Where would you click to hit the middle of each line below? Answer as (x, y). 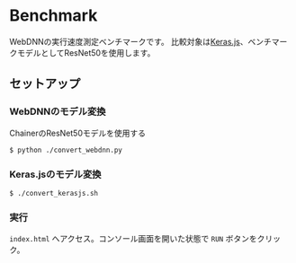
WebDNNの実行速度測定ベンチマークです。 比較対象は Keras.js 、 (129, 41)
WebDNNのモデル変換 (58, 111)
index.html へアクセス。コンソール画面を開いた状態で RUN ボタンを (134, 239)
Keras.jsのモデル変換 (55, 174)
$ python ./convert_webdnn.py (66, 150)
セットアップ (45, 84)
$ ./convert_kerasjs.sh (54, 193)
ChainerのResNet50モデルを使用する (78, 133)
